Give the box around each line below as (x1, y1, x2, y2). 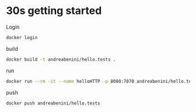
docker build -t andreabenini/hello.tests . (6, 57, 116, 62)
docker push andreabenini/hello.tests (6, 100, 100, 106)
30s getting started (6, 4, 102, 17)
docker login (6, 34, 38, 40)
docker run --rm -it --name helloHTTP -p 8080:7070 (6, 78, 134, 84)
